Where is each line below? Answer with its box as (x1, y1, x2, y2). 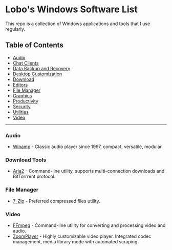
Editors (12, 81, 28, 88)
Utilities (12, 109, 29, 115)
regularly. (5, 26, 26, 32)
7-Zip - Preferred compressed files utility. (12, 198, 101, 204)
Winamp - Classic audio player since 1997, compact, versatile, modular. (12, 143, 163, 150)
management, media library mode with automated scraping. (12, 238, 139, 244)
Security (12, 103, 31, 110)
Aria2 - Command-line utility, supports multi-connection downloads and (12, 168, 165, 174)
